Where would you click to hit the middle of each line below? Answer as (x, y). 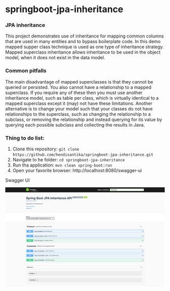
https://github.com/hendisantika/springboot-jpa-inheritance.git (83, 155)
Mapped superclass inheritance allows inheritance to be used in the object (83, 52)
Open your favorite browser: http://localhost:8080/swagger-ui (77, 171)
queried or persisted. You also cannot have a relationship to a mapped (78, 87)
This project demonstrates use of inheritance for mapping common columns (85, 36)
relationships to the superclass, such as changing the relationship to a (78, 114)
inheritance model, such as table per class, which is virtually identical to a (82, 98)
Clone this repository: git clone (46, 149)
